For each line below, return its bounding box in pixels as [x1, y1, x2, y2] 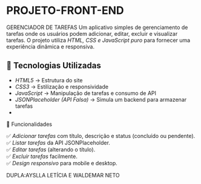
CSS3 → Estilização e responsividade [15, 83, 109, 90]
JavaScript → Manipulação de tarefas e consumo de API [15, 89, 156, 97]
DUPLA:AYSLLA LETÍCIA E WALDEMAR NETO [6, 171, 120, 179]
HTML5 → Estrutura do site [15, 76, 83, 84]
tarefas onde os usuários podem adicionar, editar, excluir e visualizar [6, 30, 178, 37]
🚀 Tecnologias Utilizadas [6, 61, 101, 71]
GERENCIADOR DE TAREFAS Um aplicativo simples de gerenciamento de [6, 24, 188, 31]
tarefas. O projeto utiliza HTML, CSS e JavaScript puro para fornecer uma [6, 36, 191, 44]
